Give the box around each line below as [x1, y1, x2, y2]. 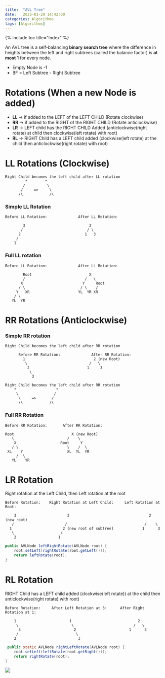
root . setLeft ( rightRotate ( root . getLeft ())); [14, 548, 107, 553]
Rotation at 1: [5, 609, 37, 615]
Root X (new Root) [5, 432, 98, 437]
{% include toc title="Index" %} [5, 35, 69, 41]
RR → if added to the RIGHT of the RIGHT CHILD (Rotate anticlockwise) [12, 120, 157, 126]
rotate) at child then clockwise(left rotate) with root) [12, 130, 118, 136]
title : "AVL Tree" [5, 7, 45, 12]
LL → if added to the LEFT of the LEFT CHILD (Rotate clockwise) [12, 114, 143, 120]
